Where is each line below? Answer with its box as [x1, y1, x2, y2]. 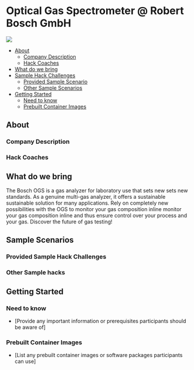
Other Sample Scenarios [23, 84, 83, 91]
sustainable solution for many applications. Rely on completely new [6, 199, 169, 206]
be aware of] [14, 324, 46, 331]
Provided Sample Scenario [23, 78, 88, 85]
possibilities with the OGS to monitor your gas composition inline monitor [6, 205, 182, 212]
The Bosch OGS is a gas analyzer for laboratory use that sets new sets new [6, 186, 188, 194]
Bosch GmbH [6, 16, 72, 30]
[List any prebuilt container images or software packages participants [14, 352, 183, 359]
